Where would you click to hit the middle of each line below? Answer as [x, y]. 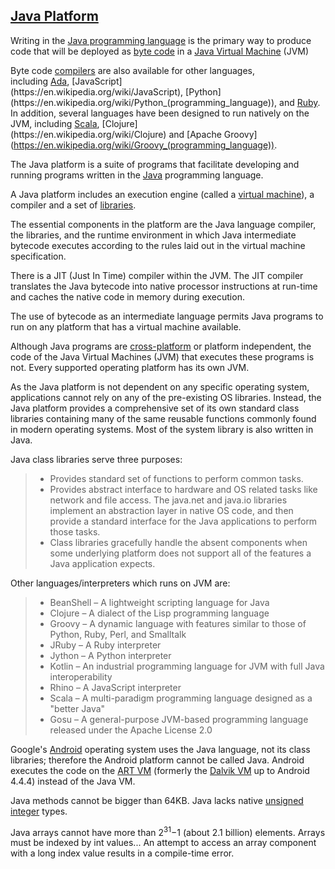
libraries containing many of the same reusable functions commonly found [163, 418]
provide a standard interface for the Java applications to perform [183, 521]
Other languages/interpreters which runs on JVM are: [120, 583]
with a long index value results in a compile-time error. [122, 853]
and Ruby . [300, 102]
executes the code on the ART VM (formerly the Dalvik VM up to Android [160, 770]
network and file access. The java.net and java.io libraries [168, 500]
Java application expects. [102, 563]
